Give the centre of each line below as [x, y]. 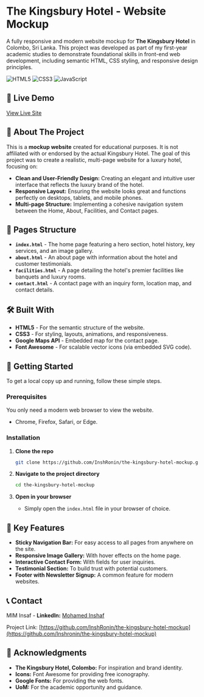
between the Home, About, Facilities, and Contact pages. [87, 210]
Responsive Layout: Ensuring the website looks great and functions [100, 191]
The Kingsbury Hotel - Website [86, 11]
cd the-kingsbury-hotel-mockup [55, 485]
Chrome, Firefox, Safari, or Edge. [56, 422]
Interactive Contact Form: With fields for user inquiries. [85, 562]
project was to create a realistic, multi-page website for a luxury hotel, [94, 159]
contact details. [34, 290]
